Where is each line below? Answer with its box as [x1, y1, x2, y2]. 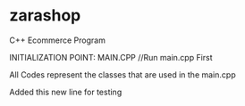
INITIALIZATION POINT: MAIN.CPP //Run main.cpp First [9, 52, 213, 62]
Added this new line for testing [9, 86, 122, 97]
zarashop [9, 5, 81, 26]
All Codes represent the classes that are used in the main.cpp [9, 69, 236, 80]
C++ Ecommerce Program [9, 35, 106, 45]
